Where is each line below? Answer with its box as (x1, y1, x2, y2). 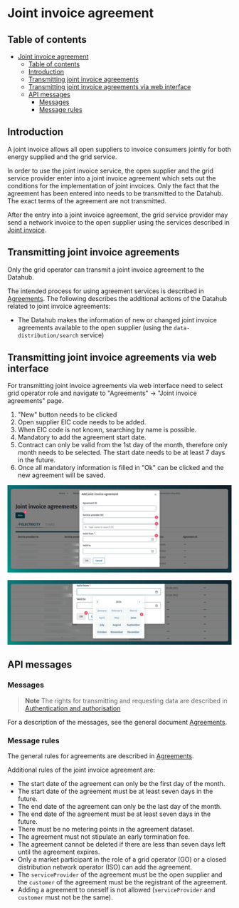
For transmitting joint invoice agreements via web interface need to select (7, 382, 223, 390)
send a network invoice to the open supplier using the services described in (7, 218, 230, 226)
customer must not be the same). (17, 893, 113, 902)
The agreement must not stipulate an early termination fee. (17, 832, 191, 841)
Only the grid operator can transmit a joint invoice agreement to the (7, 265, 205, 274)
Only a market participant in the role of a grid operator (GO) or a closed (17, 855, 226, 864)
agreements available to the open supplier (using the (17, 323, 173, 332)
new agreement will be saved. (17, 471, 106, 479)
